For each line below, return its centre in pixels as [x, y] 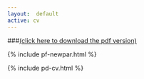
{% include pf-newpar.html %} [52, 54]
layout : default [33, 14]
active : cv [24, 20]
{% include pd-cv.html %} [46, 68]
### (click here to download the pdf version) [72, 40]
